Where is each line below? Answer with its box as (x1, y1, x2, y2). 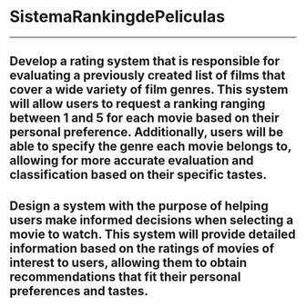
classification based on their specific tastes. (9, 167, 267, 183)
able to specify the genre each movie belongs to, (9, 139, 292, 154)
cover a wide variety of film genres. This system (9, 82, 289, 97)
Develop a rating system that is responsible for (9, 54, 280, 69)
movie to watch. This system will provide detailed (9, 226, 296, 242)
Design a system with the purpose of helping (9, 198, 269, 213)
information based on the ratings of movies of (9, 241, 275, 256)
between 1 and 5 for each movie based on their (9, 111, 280, 126)
